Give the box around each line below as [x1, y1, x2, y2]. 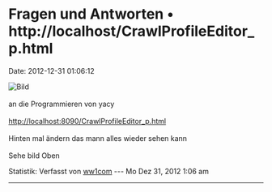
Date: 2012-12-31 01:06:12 [8, 66, 95, 75]
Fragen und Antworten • [8, 5, 174, 23]
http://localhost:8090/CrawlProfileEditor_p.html [8, 116, 167, 126]
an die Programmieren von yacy [8, 99, 115, 109]
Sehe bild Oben [8, 151, 61, 160]
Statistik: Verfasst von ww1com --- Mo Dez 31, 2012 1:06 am [8, 166, 209, 176]
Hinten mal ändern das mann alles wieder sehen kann [8, 133, 188, 143]
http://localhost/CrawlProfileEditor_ [8, 22, 255, 41]
